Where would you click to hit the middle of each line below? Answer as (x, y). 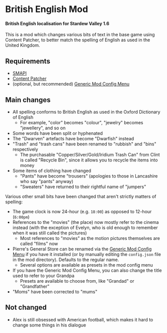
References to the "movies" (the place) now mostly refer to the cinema (86, 222)
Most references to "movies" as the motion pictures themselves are (90, 238)
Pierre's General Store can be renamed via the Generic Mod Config (82, 249)
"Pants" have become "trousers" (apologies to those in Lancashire (89, 176)
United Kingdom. (23, 45)
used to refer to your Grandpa (43, 276)
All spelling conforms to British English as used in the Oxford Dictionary (86, 112)
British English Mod (47, 9)
